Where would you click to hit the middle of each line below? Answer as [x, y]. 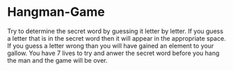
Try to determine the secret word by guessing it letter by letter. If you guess [115, 31]
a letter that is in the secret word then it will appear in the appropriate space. [116, 38]
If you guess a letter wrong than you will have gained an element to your [111, 45]
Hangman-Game [56, 12]
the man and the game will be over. [57, 60]
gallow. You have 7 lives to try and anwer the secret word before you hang [113, 53]
